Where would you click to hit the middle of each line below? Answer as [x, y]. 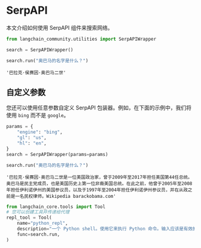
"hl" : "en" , [32, 143]
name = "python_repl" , [42, 223]
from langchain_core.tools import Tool [56, 207]
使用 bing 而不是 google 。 [38, 115]
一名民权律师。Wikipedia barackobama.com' [66, 196]
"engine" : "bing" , [40, 132]
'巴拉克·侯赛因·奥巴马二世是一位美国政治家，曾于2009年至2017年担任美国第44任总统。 [99, 177]
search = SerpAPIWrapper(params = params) [57, 154]
